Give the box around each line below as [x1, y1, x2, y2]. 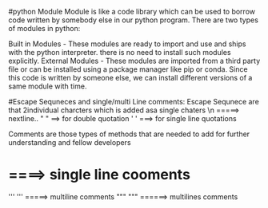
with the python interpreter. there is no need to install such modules [8, 48, 231, 57]
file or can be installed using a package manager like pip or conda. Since [8, 65, 248, 74]
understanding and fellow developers [8, 138, 131, 147]
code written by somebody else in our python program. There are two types [8, 15, 258, 25]
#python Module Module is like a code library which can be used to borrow [8, 7, 256, 16]
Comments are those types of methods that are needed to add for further [8, 129, 250, 139]
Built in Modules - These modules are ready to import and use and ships [8, 39, 246, 49]
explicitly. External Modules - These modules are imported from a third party [8, 56, 261, 65]
